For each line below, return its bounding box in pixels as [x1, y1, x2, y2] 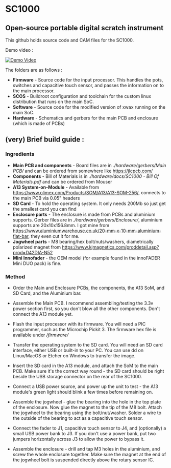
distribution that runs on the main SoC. [12, 98, 94, 105]
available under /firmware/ [12, 332, 69, 338]
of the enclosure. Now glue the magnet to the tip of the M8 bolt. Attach [12, 404, 162, 410]
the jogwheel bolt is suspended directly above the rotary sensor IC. [12, 457, 154, 463]
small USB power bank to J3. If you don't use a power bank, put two [12, 430, 156, 436]
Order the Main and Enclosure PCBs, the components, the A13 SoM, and [12, 284, 165, 291]
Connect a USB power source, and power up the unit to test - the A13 [12, 383, 158, 390]
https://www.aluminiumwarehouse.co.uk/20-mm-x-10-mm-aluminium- [12, 228, 162, 234]
